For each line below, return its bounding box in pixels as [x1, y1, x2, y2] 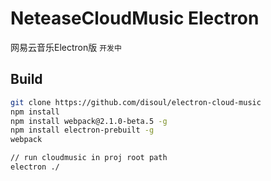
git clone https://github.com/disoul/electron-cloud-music [10, 97, 262, 107]
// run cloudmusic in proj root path [10, 153, 168, 163]
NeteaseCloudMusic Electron [10, 7, 260, 30]
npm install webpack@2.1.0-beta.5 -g [10, 116, 168, 126]
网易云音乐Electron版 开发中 [10, 41, 122, 53]
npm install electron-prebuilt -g [10, 125, 155, 136]
